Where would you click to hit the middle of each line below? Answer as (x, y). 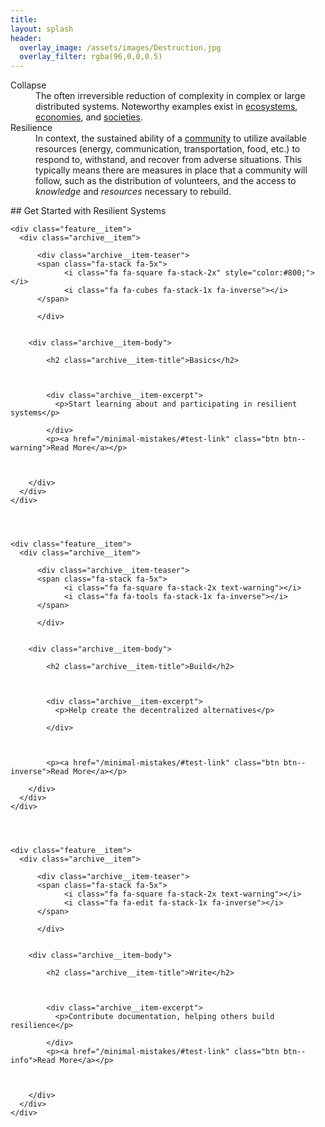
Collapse (28, 85)
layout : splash (42, 29)
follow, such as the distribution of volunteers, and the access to (166, 181)
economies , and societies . (89, 117)
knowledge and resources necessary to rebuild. (133, 192)
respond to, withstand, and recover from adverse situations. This (168, 160)
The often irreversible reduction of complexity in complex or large (170, 96)
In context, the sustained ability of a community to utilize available (171, 138)
